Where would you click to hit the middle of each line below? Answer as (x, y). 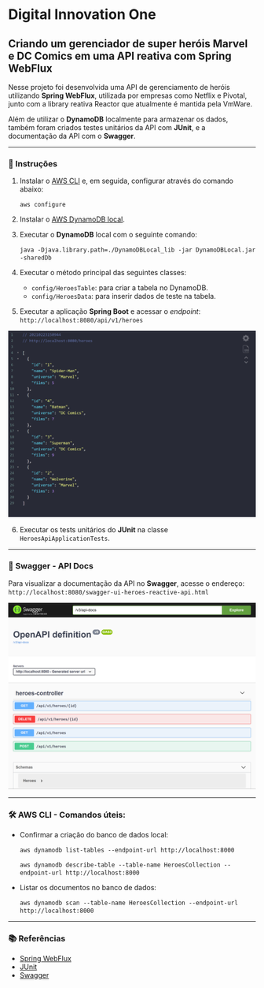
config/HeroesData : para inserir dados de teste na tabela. (123, 296)
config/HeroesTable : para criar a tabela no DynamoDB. (119, 288)
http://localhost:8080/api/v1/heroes (81, 321)
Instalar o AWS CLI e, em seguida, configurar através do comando (126, 181)
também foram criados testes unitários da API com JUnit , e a (107, 127)
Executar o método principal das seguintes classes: (103, 273)
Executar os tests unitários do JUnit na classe (94, 530)
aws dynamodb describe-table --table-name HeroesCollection (120, 865)
